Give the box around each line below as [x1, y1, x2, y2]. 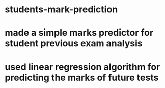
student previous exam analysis [5, 38, 143, 49]
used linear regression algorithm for [5, 61, 160, 72]
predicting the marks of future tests [5, 72, 159, 83]
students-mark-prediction [5, 4, 118, 15]
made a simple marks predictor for [5, 27, 154, 39]
